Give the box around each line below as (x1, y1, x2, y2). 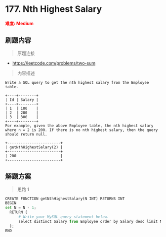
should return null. (5, 132, 48, 136)
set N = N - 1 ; (5, 205, 37, 210)
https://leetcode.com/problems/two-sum (12, 60, 95, 66)
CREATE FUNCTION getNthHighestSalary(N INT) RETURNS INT (5, 196, 125, 201)
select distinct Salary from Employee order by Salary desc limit (18, 219, 158, 224)
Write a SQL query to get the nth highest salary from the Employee (5, 80, 149, 85)
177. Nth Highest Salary (5, 3, 102, 15)
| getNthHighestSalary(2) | (5, 144, 63, 150)
